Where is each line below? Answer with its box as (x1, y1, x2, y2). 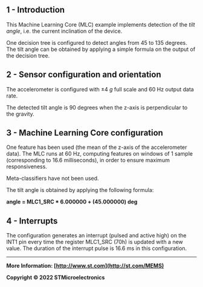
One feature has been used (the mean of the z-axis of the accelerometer (6, 143, 187, 151)
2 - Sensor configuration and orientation (6, 70, 161, 80)
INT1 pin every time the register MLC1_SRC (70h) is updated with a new (6, 239, 183, 246)
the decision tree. (6, 51, 50, 59)
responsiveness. (6, 163, 47, 170)
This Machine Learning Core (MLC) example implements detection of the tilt (6, 21, 195, 28)
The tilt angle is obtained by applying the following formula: (6, 186, 154, 194)
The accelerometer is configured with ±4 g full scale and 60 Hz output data (6, 85, 195, 93)
